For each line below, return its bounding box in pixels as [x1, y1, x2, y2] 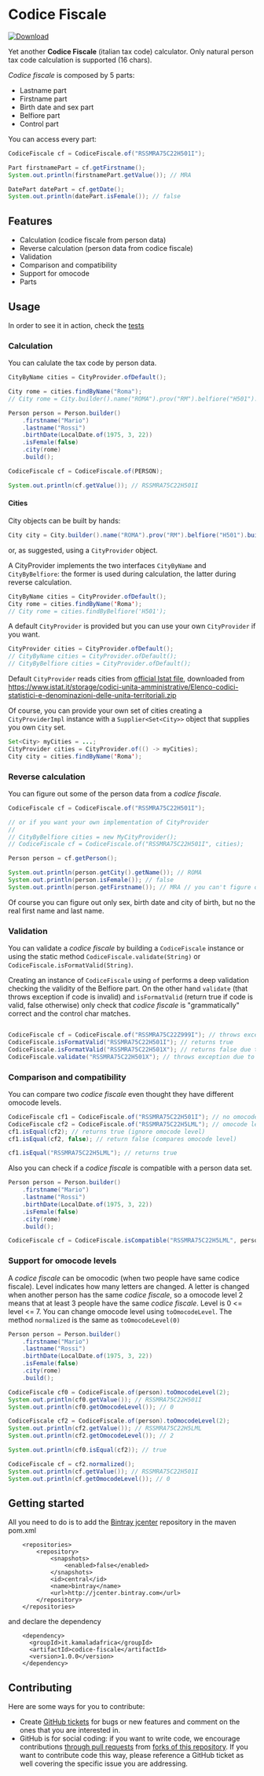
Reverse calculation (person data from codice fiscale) [19, 244, 194, 253]
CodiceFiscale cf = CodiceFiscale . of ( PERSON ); [8, 467, 163, 475]
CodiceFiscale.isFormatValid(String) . [8, 960, 134, 969]
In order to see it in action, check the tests [8, 320, 145, 330]
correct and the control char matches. [8, 1009, 131, 1018]
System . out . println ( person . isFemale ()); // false [8, 876, 174, 884]
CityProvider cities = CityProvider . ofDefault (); [8, 645, 174, 653]
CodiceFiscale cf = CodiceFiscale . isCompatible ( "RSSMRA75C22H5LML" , [8, 1237, 237, 1245]
